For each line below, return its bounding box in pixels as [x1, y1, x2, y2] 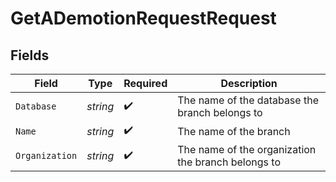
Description [220, 77, 278, 90]
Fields [10, 47, 50, 64]
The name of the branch [177, 124, 291, 138]
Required [123, 77, 168, 90]
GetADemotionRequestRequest [10, 7, 277, 30]
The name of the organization [177, 143, 317, 156]
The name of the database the [177, 93, 319, 107]
